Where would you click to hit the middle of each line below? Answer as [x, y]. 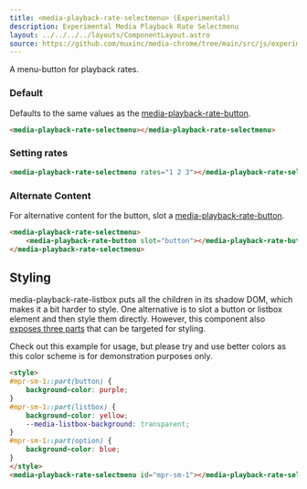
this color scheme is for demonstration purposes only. [111, 356]
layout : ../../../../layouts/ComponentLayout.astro [110, 35]
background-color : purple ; [77, 390]
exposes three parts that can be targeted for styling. [108, 329]
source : [24, 43]
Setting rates [39, 154]
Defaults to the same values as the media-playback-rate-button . [130, 113]
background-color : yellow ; [77, 415]
